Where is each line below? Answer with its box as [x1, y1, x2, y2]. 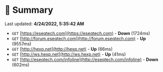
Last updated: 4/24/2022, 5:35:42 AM [4, 21, 84, 27]
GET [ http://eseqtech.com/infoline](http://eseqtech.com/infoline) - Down [11, 56, 159, 62]
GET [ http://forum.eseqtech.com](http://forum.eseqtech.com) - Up [11, 36, 146, 41]
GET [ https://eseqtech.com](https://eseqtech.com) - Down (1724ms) [11, 30, 150, 36]
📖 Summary [4, 4, 53, 16]
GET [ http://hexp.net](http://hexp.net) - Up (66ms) [11, 46, 113, 52]
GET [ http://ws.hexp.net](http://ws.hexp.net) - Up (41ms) [11, 51, 126, 57]
